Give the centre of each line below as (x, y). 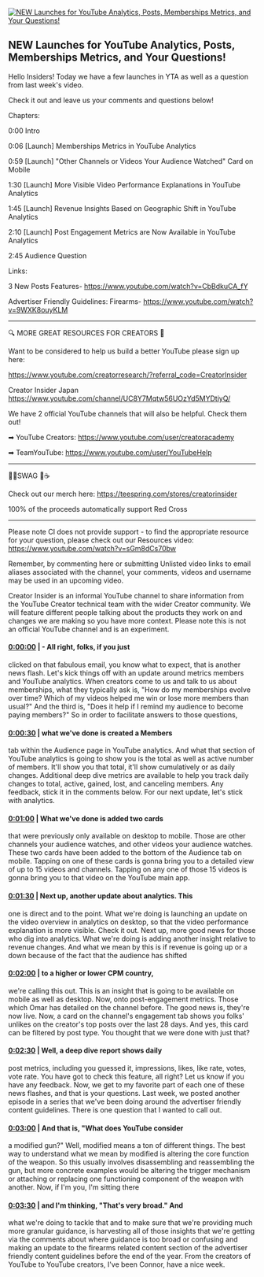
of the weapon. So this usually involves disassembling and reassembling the (132, 1162)
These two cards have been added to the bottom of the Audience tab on (125, 853)
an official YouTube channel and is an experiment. (89, 629)
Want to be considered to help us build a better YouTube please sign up (124, 351)
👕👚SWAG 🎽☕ (29, 476)
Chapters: (24, 115)
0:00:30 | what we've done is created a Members (90, 733)
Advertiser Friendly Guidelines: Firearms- (75, 301)
